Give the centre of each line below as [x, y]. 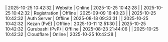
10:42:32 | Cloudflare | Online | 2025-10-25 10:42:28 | [61, 34]
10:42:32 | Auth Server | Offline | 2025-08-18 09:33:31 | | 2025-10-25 [77, 18]
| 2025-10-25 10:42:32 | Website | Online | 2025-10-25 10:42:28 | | [74, 8]
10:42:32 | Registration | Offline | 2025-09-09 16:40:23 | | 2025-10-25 [84, 13]
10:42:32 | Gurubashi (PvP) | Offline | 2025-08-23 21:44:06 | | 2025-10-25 [82, 29]
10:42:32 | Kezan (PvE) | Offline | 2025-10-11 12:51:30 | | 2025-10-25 [76, 23]
